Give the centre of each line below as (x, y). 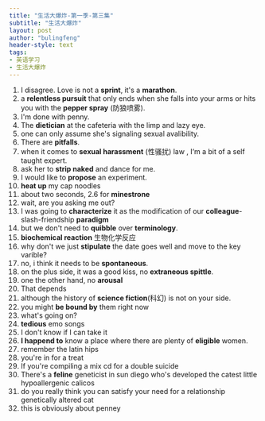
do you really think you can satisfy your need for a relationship (123, 391)
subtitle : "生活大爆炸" (45, 23)
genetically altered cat (57, 400)
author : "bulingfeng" (45, 38)
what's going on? (49, 315)
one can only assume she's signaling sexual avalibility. (110, 133)
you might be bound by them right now (85, 307)
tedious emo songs (53, 323)
